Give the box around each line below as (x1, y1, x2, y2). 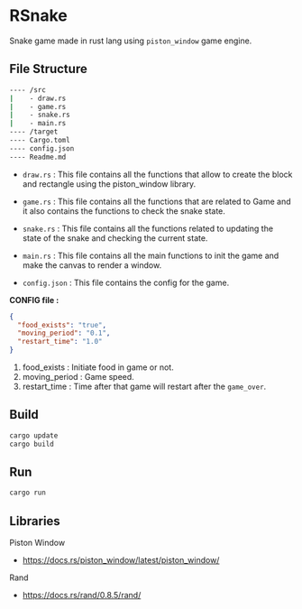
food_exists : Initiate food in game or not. (22, 362, 174, 373)
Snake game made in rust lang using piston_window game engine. (9, 35, 252, 46)
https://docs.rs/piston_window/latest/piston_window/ (22, 555, 220, 566)
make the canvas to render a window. (22, 259, 162, 271)
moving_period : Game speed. (22, 372, 135, 382)
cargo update (9, 430, 59, 440)
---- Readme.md (9, 152, 67, 161)
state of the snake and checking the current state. (22, 232, 208, 244)
